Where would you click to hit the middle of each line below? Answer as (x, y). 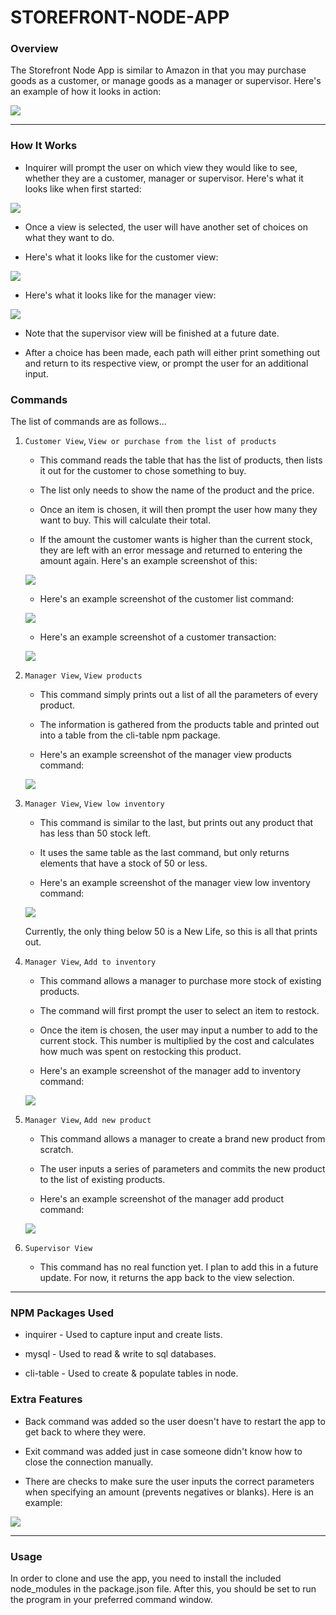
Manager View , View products (83, 675)
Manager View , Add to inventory (90, 962)
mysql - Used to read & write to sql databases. (120, 1354)
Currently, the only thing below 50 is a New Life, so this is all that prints (171, 932)
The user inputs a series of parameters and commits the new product (182, 1169)
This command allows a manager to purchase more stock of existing (180, 981)
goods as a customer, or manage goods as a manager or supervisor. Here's (166, 81)
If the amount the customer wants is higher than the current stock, (176, 540)
